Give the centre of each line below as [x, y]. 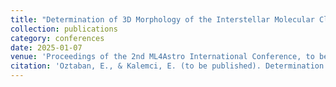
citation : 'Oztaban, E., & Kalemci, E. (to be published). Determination [167, 66]
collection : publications [64, 29]
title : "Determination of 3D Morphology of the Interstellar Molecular [162, 19]
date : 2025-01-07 [46, 47]
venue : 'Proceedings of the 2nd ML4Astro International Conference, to [162, 57]
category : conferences [57, 38]
